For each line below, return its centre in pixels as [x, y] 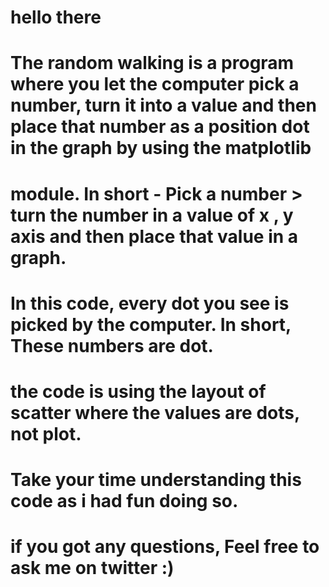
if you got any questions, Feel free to [165, 547]
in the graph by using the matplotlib [161, 148]
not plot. [46, 433]
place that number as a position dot [160, 127]
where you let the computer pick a [155, 84]
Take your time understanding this [156, 480]
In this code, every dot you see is [150, 303]
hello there [56, 17]
